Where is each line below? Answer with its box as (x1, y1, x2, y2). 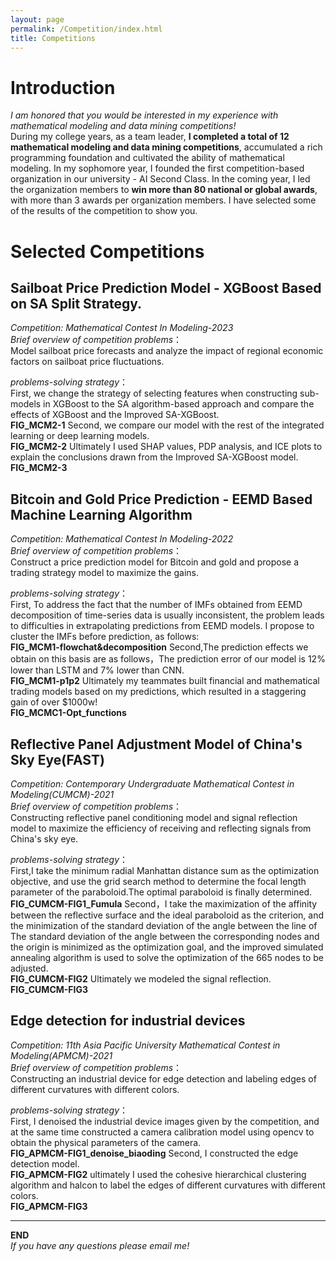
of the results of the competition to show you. (10, 205, 198, 217)
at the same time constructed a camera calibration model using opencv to (10, 1126, 315, 1138)
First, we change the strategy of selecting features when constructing (10, 387, 298, 400)
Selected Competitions (10, 240, 205, 263)
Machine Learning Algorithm (10, 506, 193, 523)
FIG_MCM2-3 (10, 462, 68, 474)
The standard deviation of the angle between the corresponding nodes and (10, 930, 320, 942)
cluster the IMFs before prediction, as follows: (10, 631, 200, 643)
